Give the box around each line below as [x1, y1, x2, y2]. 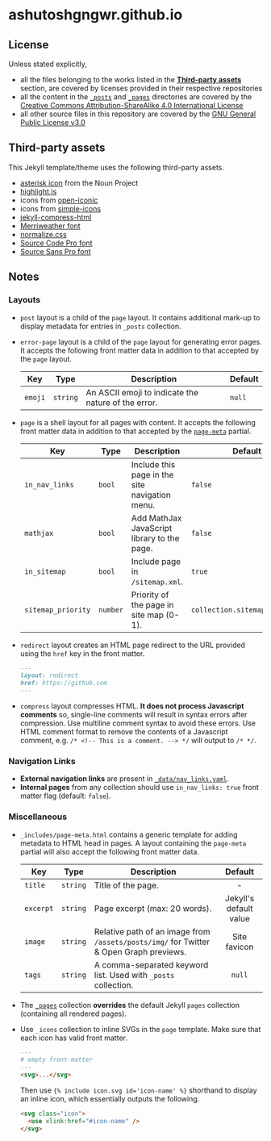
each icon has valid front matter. [19, 1033, 127, 1043]
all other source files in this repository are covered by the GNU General [19, 109, 256, 119]
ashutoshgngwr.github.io [8, 6, 183, 24]
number [98, 605, 123, 614]
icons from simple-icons [19, 203, 102, 213]
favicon [225, 941, 254, 952]
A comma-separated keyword [94, 959, 209, 970]
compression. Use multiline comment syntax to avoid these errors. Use [19, 718, 256, 728]
